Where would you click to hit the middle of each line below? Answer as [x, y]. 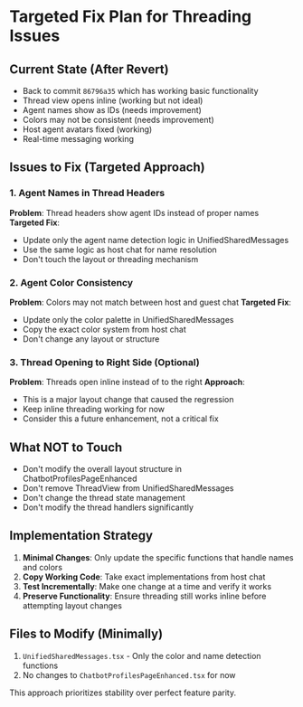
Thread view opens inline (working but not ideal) [113, 100]
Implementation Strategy [81, 536]
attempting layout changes [72, 605]
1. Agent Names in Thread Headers [87, 193]
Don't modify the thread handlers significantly [108, 507]
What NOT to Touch [66, 447]
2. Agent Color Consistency [71, 282]
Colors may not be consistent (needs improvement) [118, 120]
